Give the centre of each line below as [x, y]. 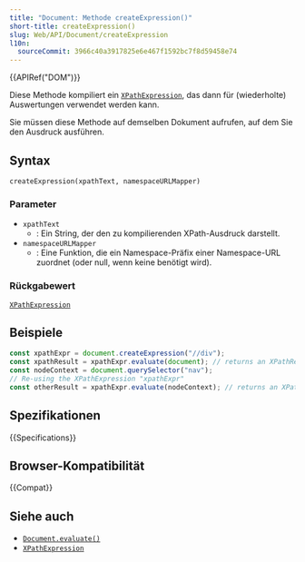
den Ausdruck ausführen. [57, 132]
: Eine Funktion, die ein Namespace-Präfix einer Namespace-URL [158, 253]
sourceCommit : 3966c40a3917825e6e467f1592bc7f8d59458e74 [128, 52]
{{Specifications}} [43, 438]
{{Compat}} [31, 488]
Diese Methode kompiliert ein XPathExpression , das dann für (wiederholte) [148, 95]
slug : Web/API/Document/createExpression [89, 35]
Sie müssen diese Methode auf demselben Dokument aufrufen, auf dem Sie [151, 123]
